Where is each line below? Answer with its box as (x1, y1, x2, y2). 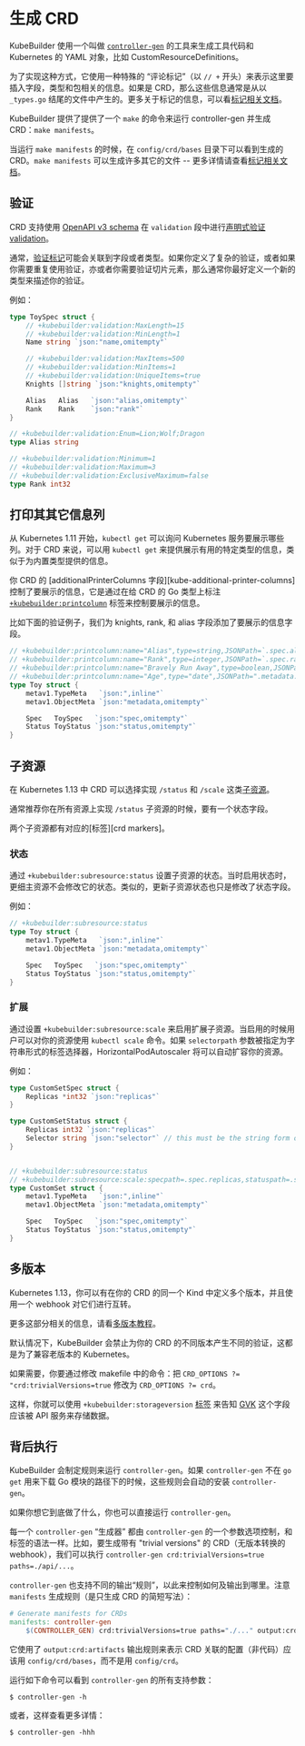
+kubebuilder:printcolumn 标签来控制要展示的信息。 (9, 598, 205, 609)
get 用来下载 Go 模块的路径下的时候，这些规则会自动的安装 (9, 1476, 231, 1488)
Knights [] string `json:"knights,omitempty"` (25, 379, 202, 389)
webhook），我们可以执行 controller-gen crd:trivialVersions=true (9, 1549, 265, 1560)
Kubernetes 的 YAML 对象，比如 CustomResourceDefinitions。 (9, 51, 244, 62)
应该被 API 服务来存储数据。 (9, 1409, 115, 1420)
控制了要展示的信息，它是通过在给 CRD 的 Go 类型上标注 (9, 586, 221, 597)
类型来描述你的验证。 (9, 275, 89, 286)
